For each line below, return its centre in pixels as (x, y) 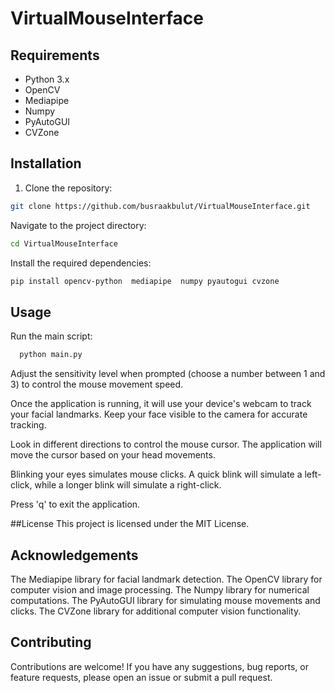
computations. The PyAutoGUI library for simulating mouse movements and (165, 600)
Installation (46, 163)
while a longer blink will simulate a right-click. (128, 485)
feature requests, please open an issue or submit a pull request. (141, 677)
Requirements (55, 55)
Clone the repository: (68, 188)
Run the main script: (51, 336)
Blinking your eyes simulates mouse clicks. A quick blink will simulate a (156, 474)
